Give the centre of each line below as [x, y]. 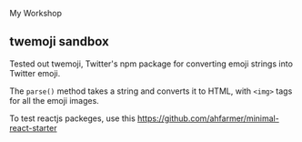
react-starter [33, 127]
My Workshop [35, 13]
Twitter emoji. [35, 73]
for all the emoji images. [55, 100]
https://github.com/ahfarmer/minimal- [208, 118]
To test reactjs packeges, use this [73, 118]
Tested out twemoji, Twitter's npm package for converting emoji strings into [151, 64]
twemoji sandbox [59, 41]
